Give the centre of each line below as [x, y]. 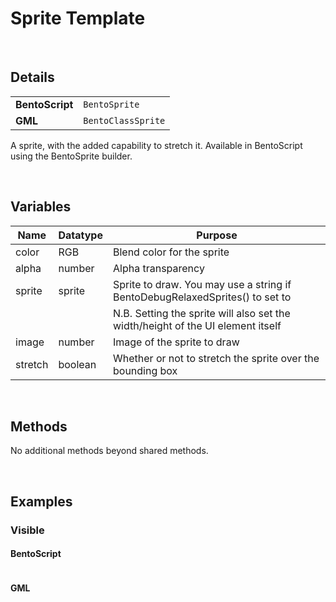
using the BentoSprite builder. [71, 156]
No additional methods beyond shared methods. [109, 451]
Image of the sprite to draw [176, 342]
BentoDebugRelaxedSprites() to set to [202, 297]
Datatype [80, 235]
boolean [77, 364]
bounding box [145, 370]
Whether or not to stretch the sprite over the [216, 358]
